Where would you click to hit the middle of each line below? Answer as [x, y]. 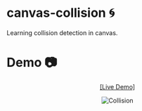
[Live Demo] [117, 86]
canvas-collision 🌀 [61, 13]
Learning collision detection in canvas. [62, 32]
